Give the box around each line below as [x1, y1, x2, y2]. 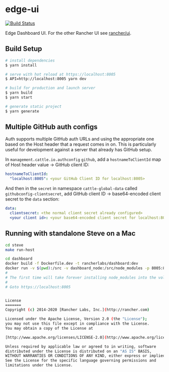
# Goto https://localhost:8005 [5, 284, 71, 289]
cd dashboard [5, 256, 33, 262]
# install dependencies [5, 58, 55, 63]
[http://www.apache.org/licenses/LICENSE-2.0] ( [5, 335, 107, 340]
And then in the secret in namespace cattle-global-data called [5, 185, 137, 192]
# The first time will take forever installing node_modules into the [5, 275, 156, 280]
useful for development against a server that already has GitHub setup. [5, 147, 152, 153]
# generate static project [5, 104, 62, 109]
